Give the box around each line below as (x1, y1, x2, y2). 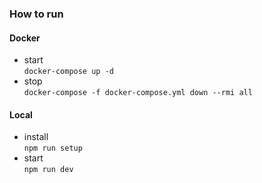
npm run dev (23, 165, 74, 175)
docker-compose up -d (23, 67, 114, 77)
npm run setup (23, 143, 83, 154)
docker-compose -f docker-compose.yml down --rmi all (23, 88, 253, 98)
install (23, 131, 49, 143)
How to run (9, 7, 64, 21)
